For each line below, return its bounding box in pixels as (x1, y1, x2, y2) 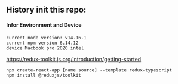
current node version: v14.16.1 (6, 35, 87, 41)
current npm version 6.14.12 (6, 40, 79, 46)
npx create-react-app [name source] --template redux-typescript (6, 67, 172, 73)
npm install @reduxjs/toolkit (6, 72, 82, 78)
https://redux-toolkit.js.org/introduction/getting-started (6, 55, 142, 63)
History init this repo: (6, 5, 87, 15)
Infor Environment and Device (6, 21, 82, 29)
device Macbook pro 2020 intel (6, 45, 84, 51)
